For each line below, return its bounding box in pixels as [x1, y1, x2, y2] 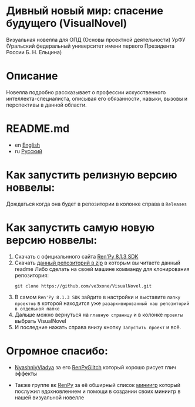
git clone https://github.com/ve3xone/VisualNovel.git [14, 283, 152, 289]
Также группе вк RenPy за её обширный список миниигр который [14, 381, 181, 388]
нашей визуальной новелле [14, 393, 85, 401]
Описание [6, 70, 58, 83]
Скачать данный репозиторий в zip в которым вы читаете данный [14, 259, 180, 266]
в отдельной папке [14, 306, 60, 312]
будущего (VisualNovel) [6, 16, 127, 30]
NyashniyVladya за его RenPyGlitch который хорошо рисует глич [14, 363, 176, 370]
